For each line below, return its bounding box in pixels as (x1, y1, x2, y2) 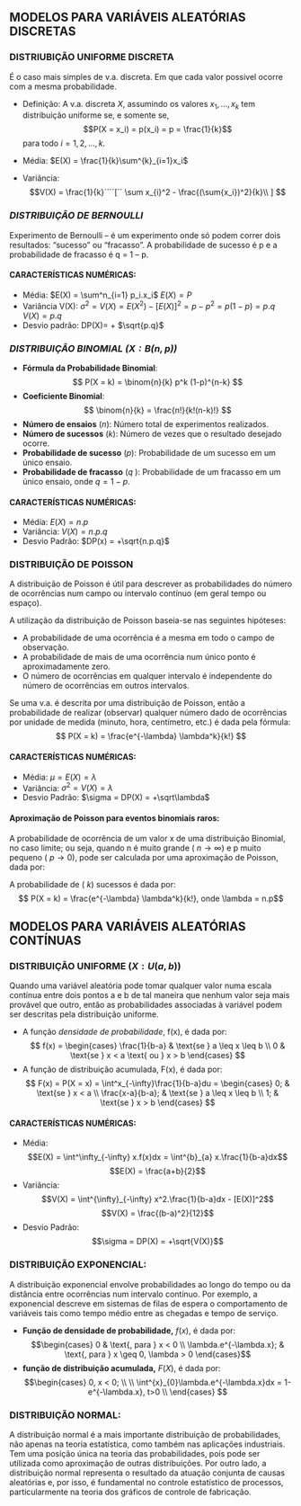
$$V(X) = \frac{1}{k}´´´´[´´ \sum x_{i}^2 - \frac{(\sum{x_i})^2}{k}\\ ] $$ (29, 187, 287, 198)
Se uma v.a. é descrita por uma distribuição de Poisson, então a (9, 698, 245, 708)
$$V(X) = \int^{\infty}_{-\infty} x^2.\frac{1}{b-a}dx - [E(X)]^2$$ (41, 1194, 274, 1205)
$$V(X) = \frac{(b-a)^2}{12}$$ (101, 1207, 214, 1219)
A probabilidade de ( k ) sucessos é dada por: (9, 878, 177, 889)
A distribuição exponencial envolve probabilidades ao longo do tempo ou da (9, 1279, 291, 1289)
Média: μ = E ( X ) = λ (22, 771, 97, 782)
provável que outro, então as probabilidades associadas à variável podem (9, 1000, 283, 1011)
